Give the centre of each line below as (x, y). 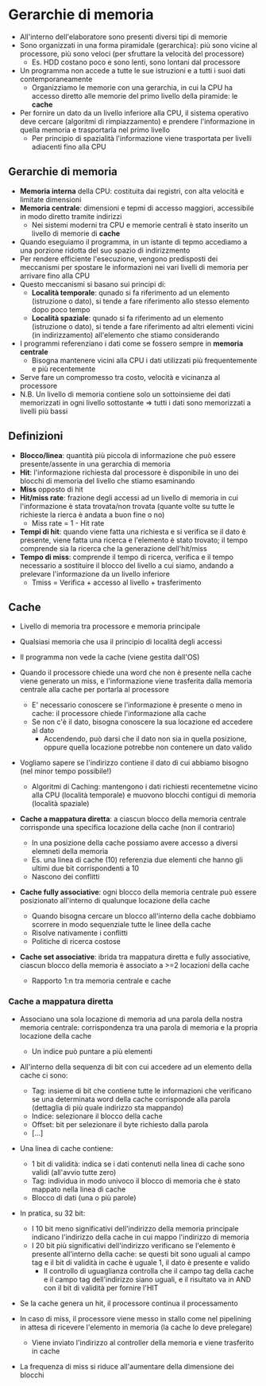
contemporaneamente (56, 79)
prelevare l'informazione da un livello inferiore (95, 574)
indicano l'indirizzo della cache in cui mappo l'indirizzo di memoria (141, 1237)
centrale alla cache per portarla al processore (94, 690)
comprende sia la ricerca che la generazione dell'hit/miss (114, 548)
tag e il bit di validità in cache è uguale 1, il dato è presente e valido (141, 1262)
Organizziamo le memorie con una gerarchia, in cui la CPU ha (132, 87)
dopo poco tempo (61, 309)
